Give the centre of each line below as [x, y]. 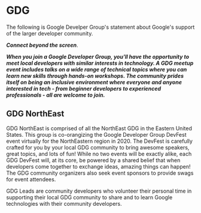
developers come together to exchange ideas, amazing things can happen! [98, 166]
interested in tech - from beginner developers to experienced [84, 88]
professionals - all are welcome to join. [56, 95]
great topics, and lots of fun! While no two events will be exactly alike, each [99, 154]
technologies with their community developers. [64, 203]
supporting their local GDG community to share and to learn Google [89, 197]
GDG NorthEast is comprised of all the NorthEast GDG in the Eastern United [99, 128]
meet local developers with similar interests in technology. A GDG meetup [100, 63]
